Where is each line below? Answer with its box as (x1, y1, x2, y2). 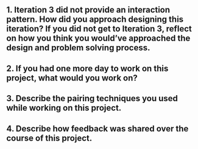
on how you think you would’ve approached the (6, 33, 191, 44)
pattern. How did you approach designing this (6, 15, 184, 25)
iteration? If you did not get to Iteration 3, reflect (6, 24, 192, 34)
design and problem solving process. (6, 42, 150, 53)
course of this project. (6, 133, 93, 143)
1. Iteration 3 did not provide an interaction (6, 5, 171, 15)
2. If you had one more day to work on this (6, 63, 169, 73)
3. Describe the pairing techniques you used (6, 93, 179, 104)
